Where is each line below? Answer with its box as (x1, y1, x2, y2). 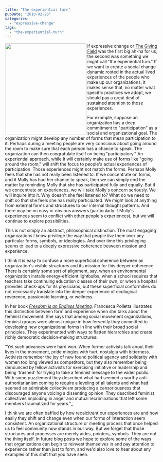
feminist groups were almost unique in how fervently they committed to (5, 319, 148, 324)
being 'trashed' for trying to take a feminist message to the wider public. (5, 370, 150, 375)
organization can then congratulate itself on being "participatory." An (5, 151, 143, 156)
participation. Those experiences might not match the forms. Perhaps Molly (5, 166, 157, 172)
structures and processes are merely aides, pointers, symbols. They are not (5, 431, 157, 436)
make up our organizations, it (87, 79, 146, 85)
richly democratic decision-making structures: (5, 334, 98, 340)
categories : (5, 16, 29, 21)
